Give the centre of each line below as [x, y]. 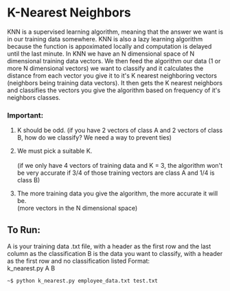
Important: [25, 115]
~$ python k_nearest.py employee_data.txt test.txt [82, 281]
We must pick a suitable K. [55, 151]
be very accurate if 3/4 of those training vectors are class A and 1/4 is [116, 173]
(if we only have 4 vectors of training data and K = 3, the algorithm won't [120, 166]
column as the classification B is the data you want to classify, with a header [115, 254]
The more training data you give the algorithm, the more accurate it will [117, 193]
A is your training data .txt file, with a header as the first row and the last [109, 246]
